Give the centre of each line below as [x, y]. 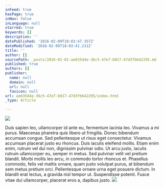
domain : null [23, 82]
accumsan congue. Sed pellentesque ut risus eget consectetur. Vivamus [78, 138]
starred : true [20, 28]
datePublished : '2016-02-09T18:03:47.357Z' [50, 42]
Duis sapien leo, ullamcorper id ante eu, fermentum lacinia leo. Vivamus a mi [82, 128]
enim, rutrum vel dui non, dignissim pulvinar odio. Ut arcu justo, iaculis [76, 148]
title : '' [15, 50]
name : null [21, 78]
